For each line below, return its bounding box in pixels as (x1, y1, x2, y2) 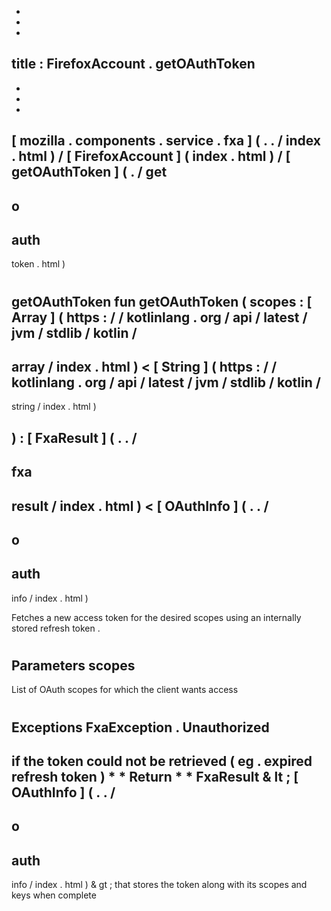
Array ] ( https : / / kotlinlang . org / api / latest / (11, 309, 308, 326)
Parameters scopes (11, 657, 136, 674)
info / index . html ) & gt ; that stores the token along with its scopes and (11, 879, 308, 891)
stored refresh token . (11, 622, 101, 634)
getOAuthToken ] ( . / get (11, 164, 168, 181)
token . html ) (11, 258, 66, 270)
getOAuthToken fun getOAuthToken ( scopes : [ (11, 293, 313, 310)
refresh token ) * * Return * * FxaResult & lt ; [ (11, 768, 299, 785)
